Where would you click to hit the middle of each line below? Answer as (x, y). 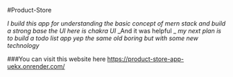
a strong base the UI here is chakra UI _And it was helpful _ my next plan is (114, 31)
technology (23, 45)
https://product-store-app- (146, 59)
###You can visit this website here (57, 59)
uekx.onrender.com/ (36, 66)
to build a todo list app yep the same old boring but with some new (103, 38)
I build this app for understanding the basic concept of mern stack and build (116, 23)
